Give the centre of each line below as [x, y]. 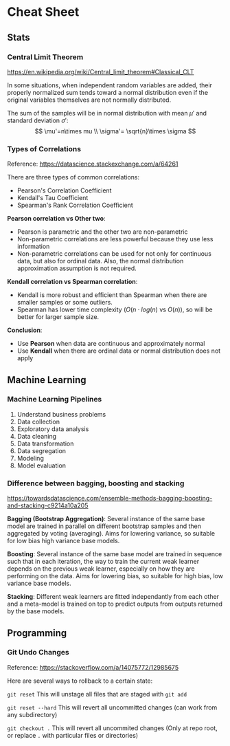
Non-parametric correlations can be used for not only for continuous [114, 254]
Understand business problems [61, 414]
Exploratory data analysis [53, 429]
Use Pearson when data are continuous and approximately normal [111, 344]
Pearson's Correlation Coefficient [64, 190]
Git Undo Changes [38, 652]
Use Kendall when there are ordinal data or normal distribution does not [119, 351]
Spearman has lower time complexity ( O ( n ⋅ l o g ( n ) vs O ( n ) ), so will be [115, 309]
